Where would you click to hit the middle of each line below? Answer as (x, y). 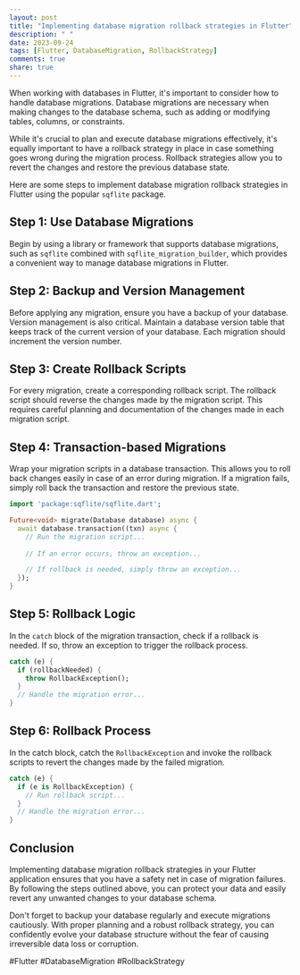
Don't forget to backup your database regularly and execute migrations (140, 915)
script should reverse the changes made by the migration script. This (136, 400)
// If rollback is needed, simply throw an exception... (133, 570)
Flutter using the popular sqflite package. (88, 194)
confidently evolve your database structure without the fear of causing (139, 934)
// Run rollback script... (75, 795)
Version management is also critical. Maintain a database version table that (147, 322)
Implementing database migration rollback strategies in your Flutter (133, 869)
